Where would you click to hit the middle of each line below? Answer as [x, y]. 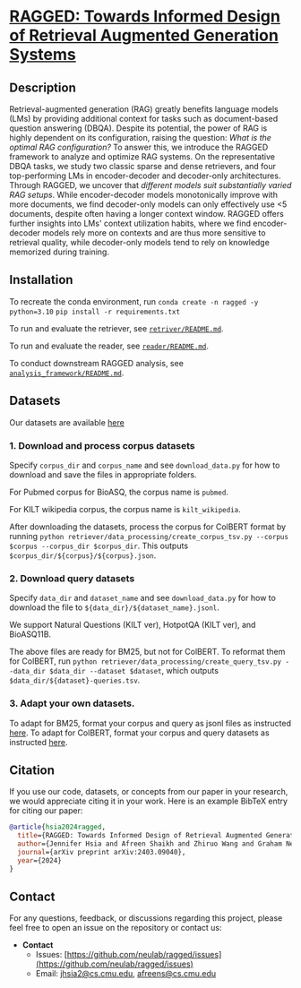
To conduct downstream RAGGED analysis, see [96, 363]
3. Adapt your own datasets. [72, 703]
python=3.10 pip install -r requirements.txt [95, 312]
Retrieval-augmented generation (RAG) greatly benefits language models [144, 109]
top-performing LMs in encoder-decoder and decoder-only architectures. [145, 176]
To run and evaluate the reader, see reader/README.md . [109, 346]
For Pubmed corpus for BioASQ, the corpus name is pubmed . [119, 492]
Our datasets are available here [67, 422]
